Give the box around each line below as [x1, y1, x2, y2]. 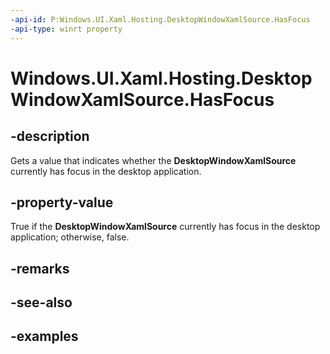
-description [10, 128, 90, 145]
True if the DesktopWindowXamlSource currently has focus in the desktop [10, 221, 321, 233]
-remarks [10, 260, 70, 277]
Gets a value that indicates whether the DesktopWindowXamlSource [10, 154, 297, 166]
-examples [10, 328, 79, 345]
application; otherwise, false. [10, 231, 130, 243]
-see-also [10, 294, 73, 311]
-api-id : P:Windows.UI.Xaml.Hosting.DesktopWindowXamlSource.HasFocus [10, 14, 311, 25]
